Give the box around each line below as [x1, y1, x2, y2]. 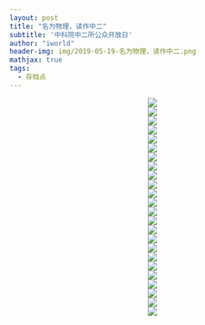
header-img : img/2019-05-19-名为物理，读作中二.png [9, 47, 197, 56]
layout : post [9, 13, 59, 23]
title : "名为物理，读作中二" [9, 22, 107, 31]
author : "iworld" [9, 38, 75, 48]
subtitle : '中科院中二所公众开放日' [9, 30, 133, 39]
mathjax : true [9, 55, 63, 64]
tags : [9, 64, 30, 74]
